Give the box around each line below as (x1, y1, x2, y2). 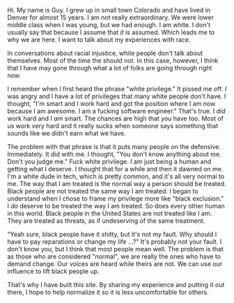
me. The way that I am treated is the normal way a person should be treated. (7, 180, 226, 187)
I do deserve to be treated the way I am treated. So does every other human (7, 202, 225, 210)
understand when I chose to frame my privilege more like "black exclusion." (7, 194, 224, 203)
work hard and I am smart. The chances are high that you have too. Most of (7, 114, 224, 123)
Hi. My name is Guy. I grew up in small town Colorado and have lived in (7, 6, 211, 14)
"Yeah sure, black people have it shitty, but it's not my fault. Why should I (7, 230, 217, 238)
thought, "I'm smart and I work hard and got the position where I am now (7, 100, 216, 107)
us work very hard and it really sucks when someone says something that (7, 122, 219, 130)
